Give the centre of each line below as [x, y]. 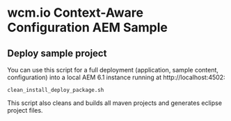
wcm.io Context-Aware [75, 13]
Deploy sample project [57, 53]
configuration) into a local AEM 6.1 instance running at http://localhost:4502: [116, 77]
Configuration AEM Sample [88, 27]
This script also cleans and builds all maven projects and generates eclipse [115, 103]
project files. [25, 110]
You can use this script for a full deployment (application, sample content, [113, 70]
